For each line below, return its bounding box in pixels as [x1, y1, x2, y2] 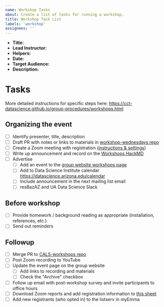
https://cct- [108, 101, 132, 107]
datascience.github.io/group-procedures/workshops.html [5, 106, 124, 112]
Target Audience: [12, 61, 50, 67]
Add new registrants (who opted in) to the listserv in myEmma [12, 296, 140, 302]
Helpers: [12, 51, 31, 57]
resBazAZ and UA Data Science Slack [19, 184, 97, 190]
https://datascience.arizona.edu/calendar [19, 173, 105, 179]
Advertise [12, 156, 32, 162]
